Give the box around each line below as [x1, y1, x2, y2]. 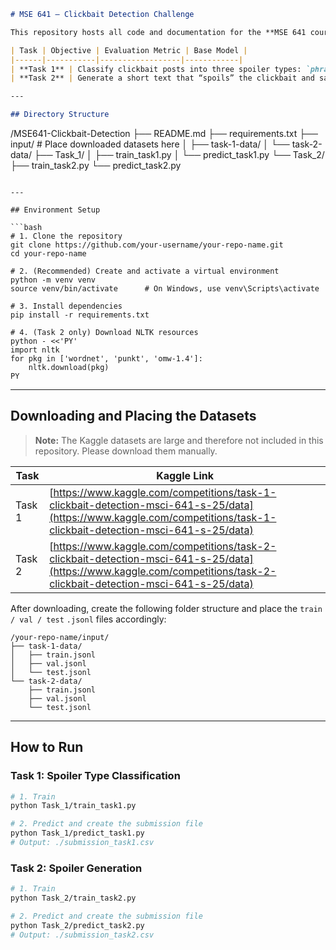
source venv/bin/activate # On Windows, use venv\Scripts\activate [10, 284, 320, 294]
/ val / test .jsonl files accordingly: [10, 613, 167, 625]
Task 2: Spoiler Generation [10, 861, 143, 875]
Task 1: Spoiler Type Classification [10, 769, 181, 783]
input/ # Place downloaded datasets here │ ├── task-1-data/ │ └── [10, 138, 290, 150]
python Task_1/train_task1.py [10, 801, 137, 811]
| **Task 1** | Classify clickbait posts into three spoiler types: [10, 64, 302, 74]
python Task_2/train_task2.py [10, 893, 137, 904]
